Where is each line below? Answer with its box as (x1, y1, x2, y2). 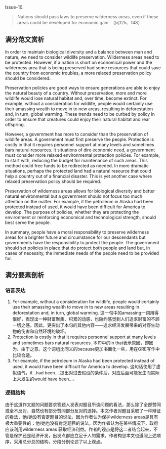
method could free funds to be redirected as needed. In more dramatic (5, 163, 149, 169)
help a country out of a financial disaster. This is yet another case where (5, 173, 152, 179)
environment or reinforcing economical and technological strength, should (5, 214, 156, 220)
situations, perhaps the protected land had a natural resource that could (5, 168, 152, 174)
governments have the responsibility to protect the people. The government (5, 239, 160, 245)
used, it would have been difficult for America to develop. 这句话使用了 (12, 363, 157, 369)
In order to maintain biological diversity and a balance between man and (5, 49, 152, 55)
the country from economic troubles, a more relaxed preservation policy (5, 70, 152, 76)
